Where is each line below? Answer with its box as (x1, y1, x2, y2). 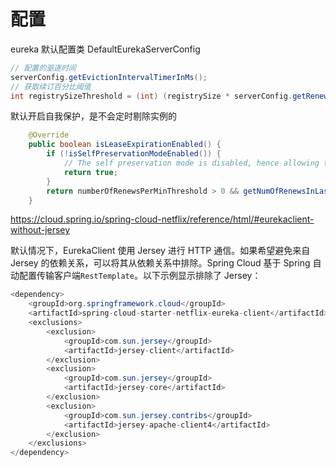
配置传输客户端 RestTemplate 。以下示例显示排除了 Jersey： (18, 270, 262, 282)
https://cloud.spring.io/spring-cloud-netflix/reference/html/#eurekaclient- (10, 213, 315, 225)
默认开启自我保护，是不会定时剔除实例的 (10, 110, 177, 122)
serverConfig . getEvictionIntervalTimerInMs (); (10, 72, 208, 82)
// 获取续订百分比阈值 (10, 81, 92, 92)
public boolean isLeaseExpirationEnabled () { (28, 140, 222, 150)
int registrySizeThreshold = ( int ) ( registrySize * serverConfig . (10, 91, 293, 101)
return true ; (63, 167, 118, 177)
